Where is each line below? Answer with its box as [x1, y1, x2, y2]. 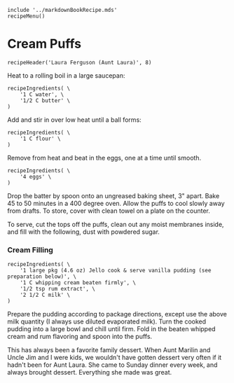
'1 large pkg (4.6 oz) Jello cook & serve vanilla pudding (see [20, 267, 212, 274]
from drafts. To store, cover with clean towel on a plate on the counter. [7, 207, 210, 215]
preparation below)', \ [7, 273, 77, 280]
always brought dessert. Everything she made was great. [7, 368, 172, 377]
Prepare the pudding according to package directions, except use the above [7, 310, 228, 319]
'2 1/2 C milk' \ [20, 291, 71, 299]
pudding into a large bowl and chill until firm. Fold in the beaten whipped [7, 325, 216, 333]
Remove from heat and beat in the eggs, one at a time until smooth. [7, 153, 202, 162]
